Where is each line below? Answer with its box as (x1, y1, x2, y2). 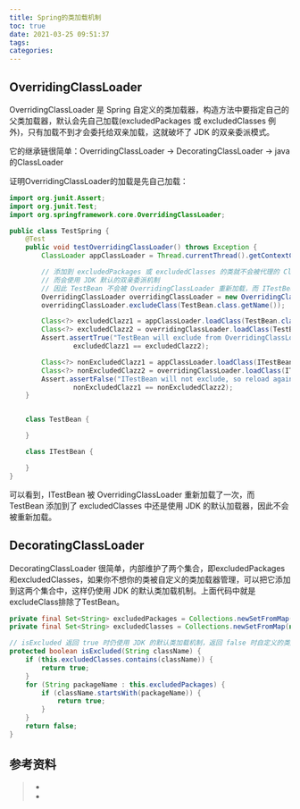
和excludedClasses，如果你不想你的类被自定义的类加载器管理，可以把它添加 (9, 574, 291, 585)
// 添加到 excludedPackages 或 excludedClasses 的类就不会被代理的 (41, 267, 279, 277)
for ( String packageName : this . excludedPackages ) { (25, 680, 226, 689)
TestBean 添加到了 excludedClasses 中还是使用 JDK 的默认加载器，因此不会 (9, 500, 289, 510)
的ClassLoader (9, 156, 64, 167)
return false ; (25, 721, 78, 730)
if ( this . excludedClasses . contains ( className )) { (25, 655, 214, 664)
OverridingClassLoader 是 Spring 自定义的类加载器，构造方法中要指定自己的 (9, 104, 290, 114)
